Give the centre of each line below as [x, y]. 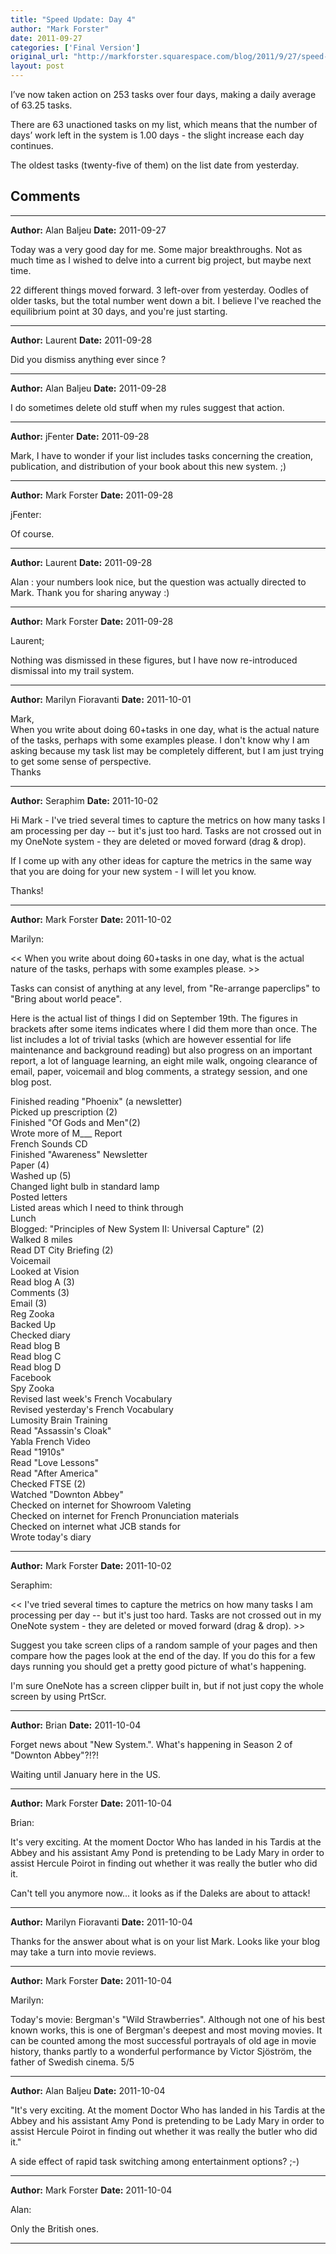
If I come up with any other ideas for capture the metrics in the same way [161, 860]
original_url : [40, 57]
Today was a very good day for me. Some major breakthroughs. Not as [156, 249]
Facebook [31, 1377]
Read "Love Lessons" [55, 1462]
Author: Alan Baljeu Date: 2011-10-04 [88, 2090]
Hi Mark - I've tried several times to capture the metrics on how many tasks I [168, 820]
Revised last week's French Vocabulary [91, 1398]
